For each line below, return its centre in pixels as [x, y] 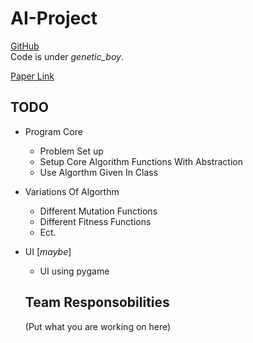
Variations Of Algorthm [72, 191]
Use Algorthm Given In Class [99, 172]
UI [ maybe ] [48, 251]
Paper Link [32, 76]
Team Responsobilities [97, 302]
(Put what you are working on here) [98, 326]
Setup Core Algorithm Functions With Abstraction [141, 161]
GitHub [25, 46]
